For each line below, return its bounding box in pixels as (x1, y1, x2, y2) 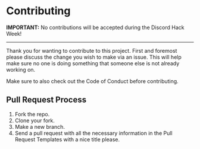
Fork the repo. (14, 110, 50, 118)
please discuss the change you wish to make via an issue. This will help (6, 53, 182, 61)
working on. (6, 66, 36, 73)
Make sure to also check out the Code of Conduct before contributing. (6, 77, 179, 84)
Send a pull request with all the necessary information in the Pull (14, 129, 173, 137)
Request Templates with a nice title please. (14, 135, 120, 143)
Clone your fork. (14, 117, 55, 124)
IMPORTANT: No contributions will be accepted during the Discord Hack (6, 24, 185, 31)
